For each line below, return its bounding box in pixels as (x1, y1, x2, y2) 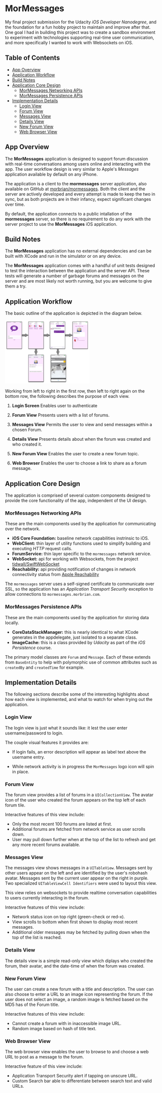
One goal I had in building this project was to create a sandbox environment (5, 29, 156, 35)
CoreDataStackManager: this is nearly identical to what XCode (12, 629, 139, 635)
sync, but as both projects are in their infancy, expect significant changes (5, 196, 151, 202)
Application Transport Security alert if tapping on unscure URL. (12, 1073, 138, 1079)
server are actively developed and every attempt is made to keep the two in (5, 191, 156, 197)
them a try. (5, 283, 27, 289)
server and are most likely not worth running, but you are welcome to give (5, 278, 152, 284)
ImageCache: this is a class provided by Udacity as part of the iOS (12, 639, 146, 645)
